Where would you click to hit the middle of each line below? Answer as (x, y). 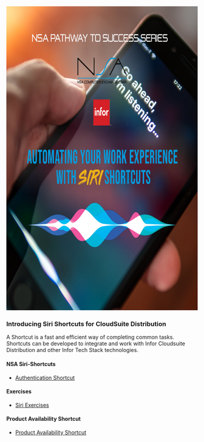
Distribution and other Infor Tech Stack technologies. (72, 350)
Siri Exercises (32, 405)
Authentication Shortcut (45, 378)
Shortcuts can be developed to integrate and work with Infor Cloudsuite (96, 344)
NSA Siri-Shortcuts (31, 364)
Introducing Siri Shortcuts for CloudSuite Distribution (86, 323)
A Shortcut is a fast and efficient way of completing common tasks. (90, 337)
